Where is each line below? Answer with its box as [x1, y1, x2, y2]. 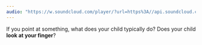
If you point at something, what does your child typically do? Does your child [6, 25, 196, 32]
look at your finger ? [6, 31, 56, 39]
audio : [6, 8, 23, 15]
